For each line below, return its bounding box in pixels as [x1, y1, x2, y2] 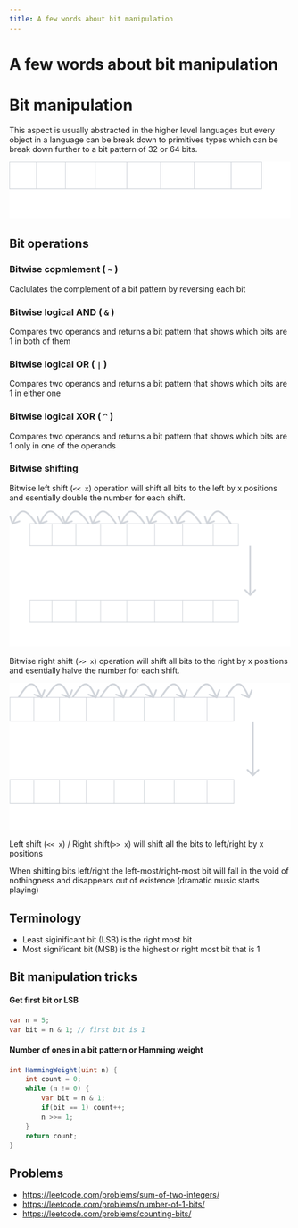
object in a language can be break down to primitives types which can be [9, 134, 278, 145]
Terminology [9, 910, 82, 925]
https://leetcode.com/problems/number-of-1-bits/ [21, 1199, 205, 1210]
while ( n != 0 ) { [25, 1084, 90, 1094]
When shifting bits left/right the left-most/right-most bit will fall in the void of [9, 866, 289, 876]
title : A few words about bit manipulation [9, 14, 174, 23]
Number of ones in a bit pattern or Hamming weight [9, 1045, 203, 1055]
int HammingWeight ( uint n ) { [9, 1065, 118, 1074]
